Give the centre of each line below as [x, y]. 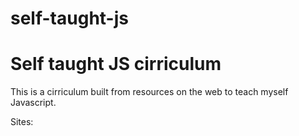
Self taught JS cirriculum [116, 64]
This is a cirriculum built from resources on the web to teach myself [149, 92]
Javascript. [33, 103]
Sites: [22, 122]
